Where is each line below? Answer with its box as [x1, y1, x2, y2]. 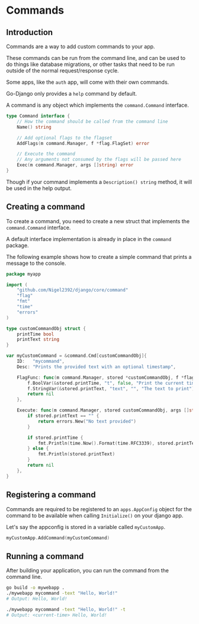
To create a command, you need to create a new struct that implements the [6, 217, 190, 224]
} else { [27, 446, 49, 452]
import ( [6, 281, 28, 288]
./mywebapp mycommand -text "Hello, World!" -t [6, 606, 126, 612]
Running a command [6, 551, 84, 561]
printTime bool [17, 331, 54, 337]
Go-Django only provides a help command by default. [6, 90, 137, 97]
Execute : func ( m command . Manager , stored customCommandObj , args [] [17, 407, 190, 413]
